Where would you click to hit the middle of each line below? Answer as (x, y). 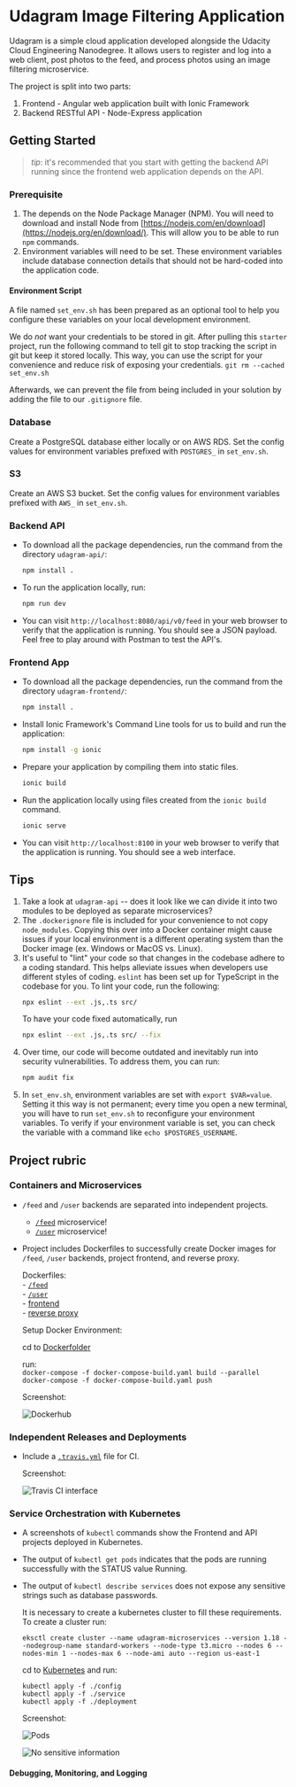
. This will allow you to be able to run (213, 233)
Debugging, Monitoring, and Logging (78, 1773)
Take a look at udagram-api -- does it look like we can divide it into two (150, 901)
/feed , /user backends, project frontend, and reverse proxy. (131, 1258)
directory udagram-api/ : (65, 555)
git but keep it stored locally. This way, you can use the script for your (136, 355)
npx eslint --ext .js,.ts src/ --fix (91, 1035)
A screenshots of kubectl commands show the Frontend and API (140, 1533)
